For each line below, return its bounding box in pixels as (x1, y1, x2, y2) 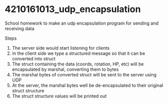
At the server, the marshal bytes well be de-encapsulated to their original (12, 82, 163, 88)
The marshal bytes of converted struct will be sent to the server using (12, 71, 157, 77)
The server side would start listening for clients (12, 45, 110, 51)
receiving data (5, 25, 35, 31)
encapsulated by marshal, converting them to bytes (12, 66, 119, 72)
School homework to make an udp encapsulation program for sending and (5, 20, 159, 26)
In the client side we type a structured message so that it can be (12, 50, 145, 56)
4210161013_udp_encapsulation (5, 4, 141, 15)
